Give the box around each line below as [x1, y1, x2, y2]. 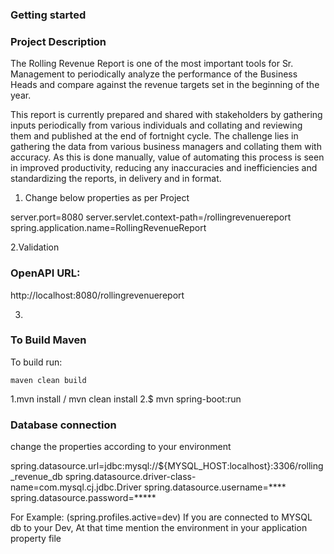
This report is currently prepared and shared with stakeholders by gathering [10, 109, 323, 121]
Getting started [10, 8, 87, 22]
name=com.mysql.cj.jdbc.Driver [10, 481, 142, 493]
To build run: [10, 356, 63, 368]
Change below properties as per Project [24, 192, 190, 204]
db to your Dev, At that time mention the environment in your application [10, 522, 308, 534]
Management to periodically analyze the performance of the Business [10, 68, 298, 80]
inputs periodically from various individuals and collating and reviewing [10, 119, 303, 132]
